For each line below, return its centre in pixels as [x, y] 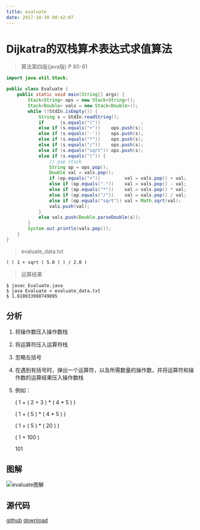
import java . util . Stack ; [37, 78]
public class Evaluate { [37, 89]
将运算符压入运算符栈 [41, 344]
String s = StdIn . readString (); [79, 117]
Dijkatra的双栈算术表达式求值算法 [89, 49]
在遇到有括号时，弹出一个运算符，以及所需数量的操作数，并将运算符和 [102, 370]
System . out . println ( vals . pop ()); [70, 229]
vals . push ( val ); [69, 206]
